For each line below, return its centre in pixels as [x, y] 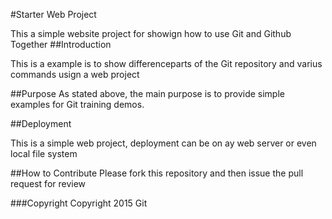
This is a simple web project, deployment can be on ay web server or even [163, 143]
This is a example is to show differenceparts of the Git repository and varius [166, 63]
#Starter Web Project [53, 14]
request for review [48, 183]
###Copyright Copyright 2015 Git [79, 203]
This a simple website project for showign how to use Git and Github [151, 33]
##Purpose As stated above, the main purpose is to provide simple [147, 93]
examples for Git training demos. [77, 104]
